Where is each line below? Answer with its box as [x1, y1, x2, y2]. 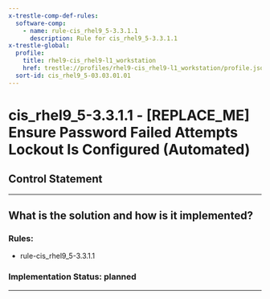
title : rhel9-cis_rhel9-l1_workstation [22, 57, 157, 65]
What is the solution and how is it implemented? [8, 209, 253, 223]
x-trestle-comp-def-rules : [8, 11, 99, 20]
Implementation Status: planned [8, 271, 137, 282]
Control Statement [8, 172, 103, 186]
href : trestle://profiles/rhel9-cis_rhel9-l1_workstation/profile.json [22, 64, 268, 72]
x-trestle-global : [8, 42, 70, 50]
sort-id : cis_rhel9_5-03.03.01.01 [15, 72, 131, 80]
